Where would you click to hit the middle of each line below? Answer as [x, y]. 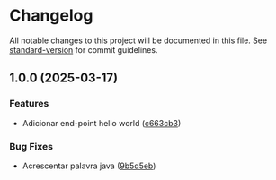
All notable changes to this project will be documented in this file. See [138, 40]
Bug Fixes [31, 146]
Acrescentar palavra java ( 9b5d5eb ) [89, 166]
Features [29, 104]
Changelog [51, 16]
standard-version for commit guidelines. [84, 49]
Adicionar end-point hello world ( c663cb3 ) [102, 123]
